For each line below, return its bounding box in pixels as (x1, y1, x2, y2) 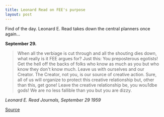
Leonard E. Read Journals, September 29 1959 (5, 97, 101, 103)
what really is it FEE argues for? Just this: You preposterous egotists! (17, 55, 158, 61)
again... (5, 31, 21, 37)
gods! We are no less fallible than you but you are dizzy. (17, 87, 132, 93)
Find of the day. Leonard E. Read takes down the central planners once (5, 25, 151, 31)
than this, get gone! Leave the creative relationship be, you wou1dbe (17, 82, 158, 88)
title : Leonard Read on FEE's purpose (5, 7, 85, 12)
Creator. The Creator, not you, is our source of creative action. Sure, (17, 71, 157, 77)
